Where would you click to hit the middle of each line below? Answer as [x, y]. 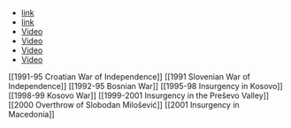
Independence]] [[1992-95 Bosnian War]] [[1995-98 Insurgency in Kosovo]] [146, 86]
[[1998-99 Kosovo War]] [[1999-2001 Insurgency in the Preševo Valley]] [139, 95]
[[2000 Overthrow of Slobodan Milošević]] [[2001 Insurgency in [124, 105]
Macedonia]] [31, 114]
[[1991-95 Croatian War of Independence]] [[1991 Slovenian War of [130, 77]
